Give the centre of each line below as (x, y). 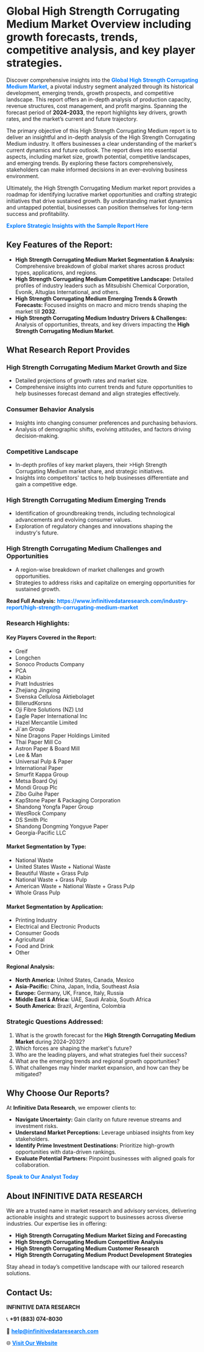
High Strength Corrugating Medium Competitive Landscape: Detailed (104, 279)
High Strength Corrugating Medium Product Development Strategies (104, 1255)
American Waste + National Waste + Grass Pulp (75, 886)
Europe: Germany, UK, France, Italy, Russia (69, 993)
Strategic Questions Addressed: (55, 1022)
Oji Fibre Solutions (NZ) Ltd (49, 710)
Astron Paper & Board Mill (47, 748)
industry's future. (37, 533)
